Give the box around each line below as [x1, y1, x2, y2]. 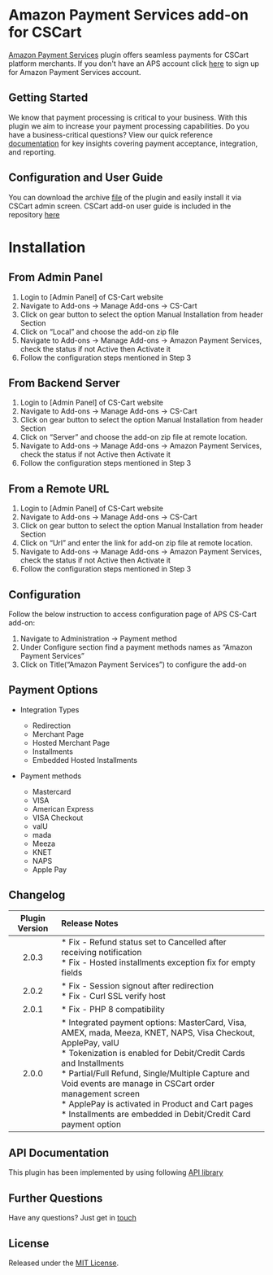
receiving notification [60, 946, 142, 957]
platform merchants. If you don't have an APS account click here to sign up [8, 59, 260, 68]
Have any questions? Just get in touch [8, 1213, 136, 1223]
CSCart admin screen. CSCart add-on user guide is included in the [8, 201, 232, 211]
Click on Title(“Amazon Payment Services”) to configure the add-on [19, 659, 247, 669]
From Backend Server [8, 376, 120, 390]
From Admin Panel [8, 270, 103, 284]
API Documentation [8, 1146, 110, 1160]
